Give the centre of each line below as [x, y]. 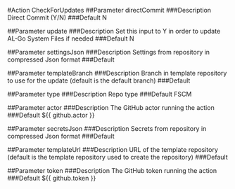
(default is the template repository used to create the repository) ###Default [118, 157]
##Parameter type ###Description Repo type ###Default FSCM [100, 94]
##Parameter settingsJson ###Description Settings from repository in [108, 52]
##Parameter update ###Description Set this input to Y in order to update [114, 31]
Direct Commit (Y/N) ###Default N [57, 17]
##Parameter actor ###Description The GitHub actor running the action [111, 107]
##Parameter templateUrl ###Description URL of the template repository [113, 149]
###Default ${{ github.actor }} [51, 115]
